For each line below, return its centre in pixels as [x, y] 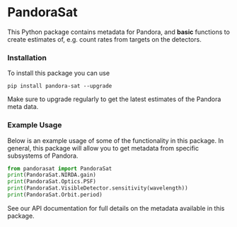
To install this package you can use [59, 73]
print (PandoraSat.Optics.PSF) [52, 182]
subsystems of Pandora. [43, 156]
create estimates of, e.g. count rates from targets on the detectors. [104, 39]
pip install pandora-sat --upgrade [60, 86]
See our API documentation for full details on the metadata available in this [116, 208]
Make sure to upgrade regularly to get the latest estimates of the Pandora [114, 99]
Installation [27, 57]
